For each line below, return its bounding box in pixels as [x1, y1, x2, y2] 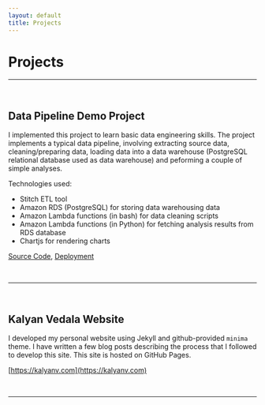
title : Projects [8, 19, 62, 27]
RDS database [19, 228, 66, 238]
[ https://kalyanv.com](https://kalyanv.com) [8, 366, 147, 375]
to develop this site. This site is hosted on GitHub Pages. [8, 351, 192, 360]
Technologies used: [8, 179, 73, 189]
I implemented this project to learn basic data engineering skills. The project [8, 130, 255, 140]
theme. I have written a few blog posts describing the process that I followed [8, 342, 257, 351]
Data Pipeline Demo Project [8, 109, 145, 122]
